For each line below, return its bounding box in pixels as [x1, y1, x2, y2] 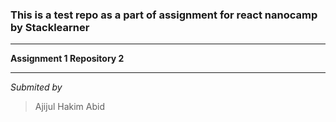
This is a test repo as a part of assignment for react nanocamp [10, 8, 318, 22]
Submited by [10, 81, 63, 93]
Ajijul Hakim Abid [34, 101, 105, 113]
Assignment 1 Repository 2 [10, 53, 125, 65]
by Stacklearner [10, 20, 90, 34]
